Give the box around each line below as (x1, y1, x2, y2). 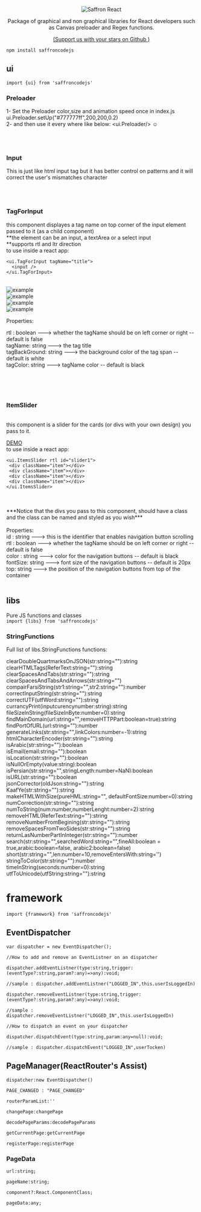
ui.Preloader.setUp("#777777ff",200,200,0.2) (6, 114, 119, 121)
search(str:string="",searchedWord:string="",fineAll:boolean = (6, 838, 161, 845)
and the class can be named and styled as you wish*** (6, 514, 143, 521)
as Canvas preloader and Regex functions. (48, 24, 155, 31)
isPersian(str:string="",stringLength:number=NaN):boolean (6, 767, 153, 775)
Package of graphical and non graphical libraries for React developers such (7, 18, 196, 24)
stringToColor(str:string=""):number (6, 857, 95, 864)
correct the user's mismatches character (6, 174, 107, 181)
